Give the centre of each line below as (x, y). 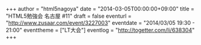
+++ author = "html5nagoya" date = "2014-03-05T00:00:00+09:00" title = (100, 9)
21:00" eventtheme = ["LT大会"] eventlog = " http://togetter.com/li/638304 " (100, 30)
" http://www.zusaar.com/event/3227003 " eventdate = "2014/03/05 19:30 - (100, 23)
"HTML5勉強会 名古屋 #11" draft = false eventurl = (69, 16)
